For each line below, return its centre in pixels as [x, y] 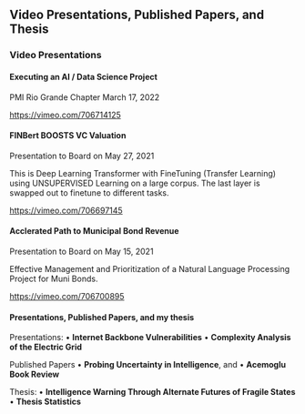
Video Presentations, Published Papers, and [137, 15]
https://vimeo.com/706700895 [67, 296]
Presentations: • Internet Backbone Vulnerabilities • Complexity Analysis [150, 338]
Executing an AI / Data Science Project [83, 76]
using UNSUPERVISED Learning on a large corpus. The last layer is [135, 183]
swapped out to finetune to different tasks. [90, 192]
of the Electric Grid [46, 347]
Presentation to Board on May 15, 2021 [81, 251]
